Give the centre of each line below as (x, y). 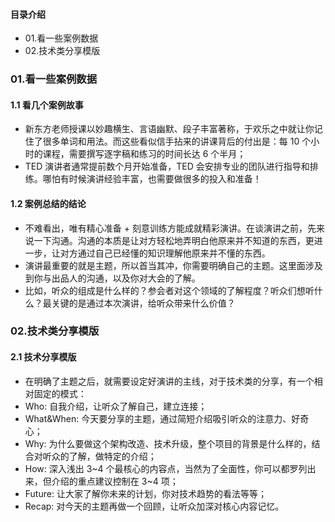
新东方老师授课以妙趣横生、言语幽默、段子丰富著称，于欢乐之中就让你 (169, 129)
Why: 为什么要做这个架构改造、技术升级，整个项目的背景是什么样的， (168, 443)
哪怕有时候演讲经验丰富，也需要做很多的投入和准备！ (152, 179)
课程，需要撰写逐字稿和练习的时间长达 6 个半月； (144, 154)
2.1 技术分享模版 (43, 357)
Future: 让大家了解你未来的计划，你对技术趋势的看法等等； (145, 493)
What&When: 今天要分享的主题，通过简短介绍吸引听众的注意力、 (158, 418)
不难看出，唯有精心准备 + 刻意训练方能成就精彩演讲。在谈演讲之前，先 (170, 228)
